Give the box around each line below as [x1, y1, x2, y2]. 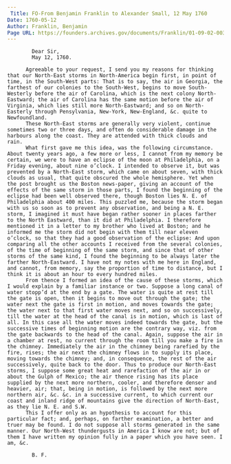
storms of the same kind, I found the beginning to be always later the [7, 253, 220, 260]
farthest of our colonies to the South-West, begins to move [7, 84, 186, 92]
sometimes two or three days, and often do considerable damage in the [7, 127, 217, 134]
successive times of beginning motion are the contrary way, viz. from [7, 325, 217, 333]
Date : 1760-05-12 [7, 17, 57, 23]
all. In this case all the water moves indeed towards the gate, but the [7, 319, 223, 326]
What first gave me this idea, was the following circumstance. [25, 145, 214, 151]
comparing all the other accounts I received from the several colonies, [7, 241, 223, 248]
